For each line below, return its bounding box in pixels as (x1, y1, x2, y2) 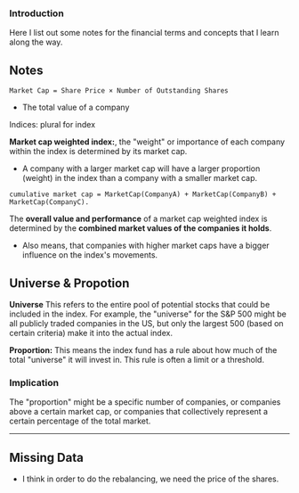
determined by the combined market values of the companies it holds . (9, 223, 272, 234)
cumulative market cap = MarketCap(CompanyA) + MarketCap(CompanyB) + (9, 190, 277, 199)
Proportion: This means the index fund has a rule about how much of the (9, 344, 278, 355)
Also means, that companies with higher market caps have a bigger (21, 240, 270, 251)
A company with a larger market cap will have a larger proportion (21, 163, 261, 174)
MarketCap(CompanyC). (9, 198, 90, 207)
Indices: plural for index (9, 119, 96, 130)
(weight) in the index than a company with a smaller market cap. (21, 173, 258, 184)
